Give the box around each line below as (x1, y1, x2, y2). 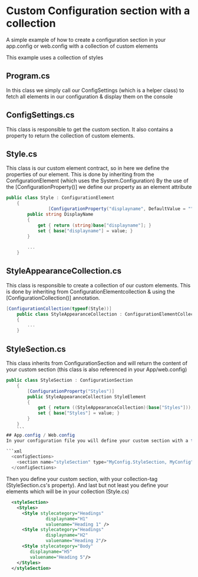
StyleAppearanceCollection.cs (6, 266, 122, 276)
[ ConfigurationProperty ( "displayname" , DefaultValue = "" (48, 206, 194, 212)
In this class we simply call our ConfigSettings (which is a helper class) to (6, 87, 184, 94)
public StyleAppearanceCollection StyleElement (27, 394, 146, 399)
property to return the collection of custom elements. (6, 132, 135, 139)
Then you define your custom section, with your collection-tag (6, 476, 158, 482)
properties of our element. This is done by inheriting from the (6, 171, 154, 178)
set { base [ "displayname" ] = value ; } (37, 228, 133, 234)
